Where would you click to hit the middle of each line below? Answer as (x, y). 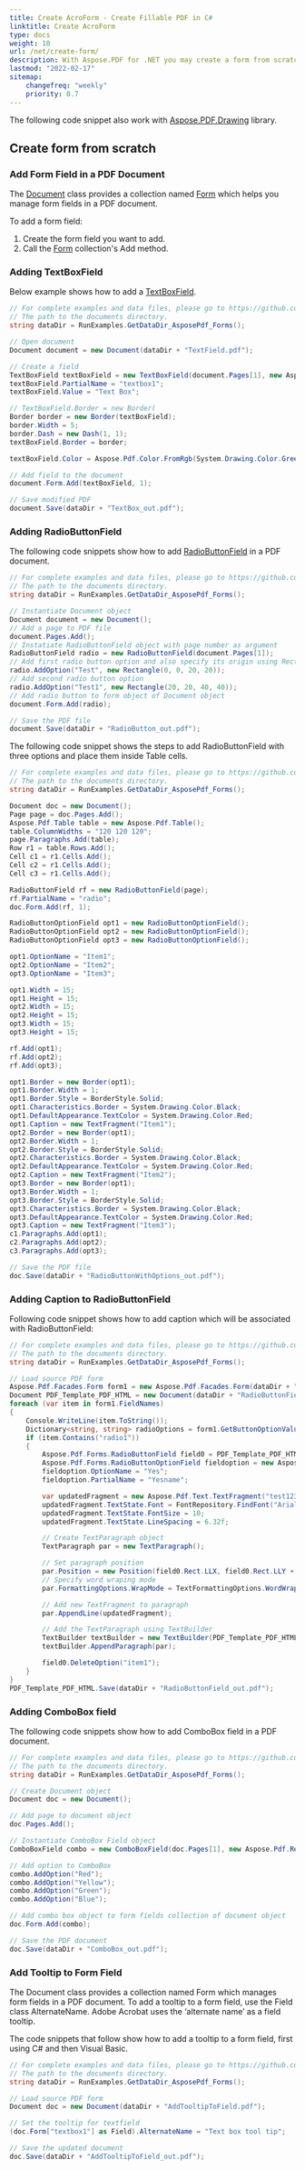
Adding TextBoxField (56, 272)
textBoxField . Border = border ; (69, 442)
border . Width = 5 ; (44, 425)
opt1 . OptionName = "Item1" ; (63, 957)
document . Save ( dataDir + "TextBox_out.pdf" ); (97, 509)
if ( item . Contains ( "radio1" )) (83, 1437)
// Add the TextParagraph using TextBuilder (128, 1630)
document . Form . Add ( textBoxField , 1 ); (81, 484)
